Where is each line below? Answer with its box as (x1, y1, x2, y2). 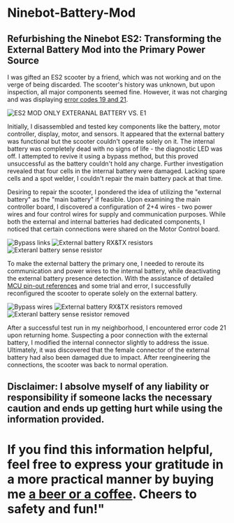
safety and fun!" (7, 501, 105, 517)
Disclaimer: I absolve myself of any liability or (7, 381, 210, 392)
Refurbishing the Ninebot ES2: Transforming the (7, 33, 222, 45)
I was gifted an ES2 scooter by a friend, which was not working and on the (7, 73, 221, 81)
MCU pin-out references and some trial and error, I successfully (7, 281, 191, 290)
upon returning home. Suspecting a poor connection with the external (7, 331, 208, 339)
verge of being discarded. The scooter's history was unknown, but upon (7, 80, 215, 89)
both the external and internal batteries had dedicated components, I (7, 218, 205, 226)
